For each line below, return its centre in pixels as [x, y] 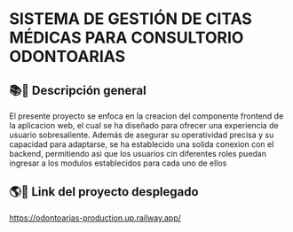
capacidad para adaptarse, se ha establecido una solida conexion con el [142, 144]
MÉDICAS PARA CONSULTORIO [127, 38]
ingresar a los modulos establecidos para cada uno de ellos [118, 163]
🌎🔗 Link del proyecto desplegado [104, 192]
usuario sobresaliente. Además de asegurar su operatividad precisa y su [142, 135]
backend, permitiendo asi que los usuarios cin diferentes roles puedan [138, 154]
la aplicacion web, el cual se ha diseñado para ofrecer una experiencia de [144, 125]
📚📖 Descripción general [78, 90]
